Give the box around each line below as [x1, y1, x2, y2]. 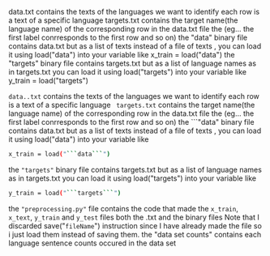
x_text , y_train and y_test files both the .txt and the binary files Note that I [8, 212, 259, 222]
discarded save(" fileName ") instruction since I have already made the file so [8, 220, 262, 230]
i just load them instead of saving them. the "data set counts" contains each [8, 229, 262, 239]
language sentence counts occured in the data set [8, 238, 177, 248]
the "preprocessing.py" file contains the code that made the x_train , [8, 203, 239, 213]
